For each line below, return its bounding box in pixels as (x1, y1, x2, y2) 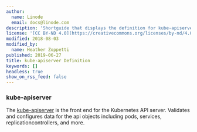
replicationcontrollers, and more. (6, 119, 85, 126)
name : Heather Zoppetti (11, 47, 69, 53)
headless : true (6, 69, 43, 75)
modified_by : (6, 42, 38, 48)
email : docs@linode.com (11, 19, 69, 25)
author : (6, 8, 25, 15)
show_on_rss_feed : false (6, 74, 67, 80)
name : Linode (11, 14, 43, 20)
